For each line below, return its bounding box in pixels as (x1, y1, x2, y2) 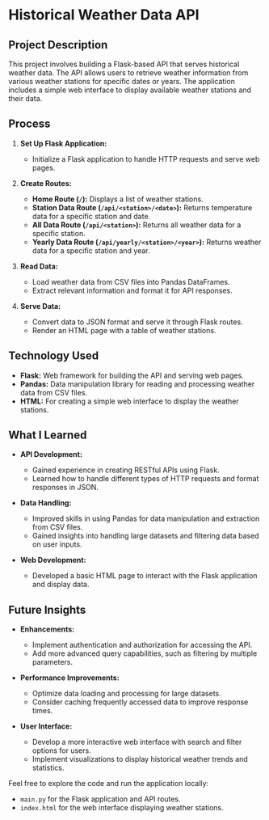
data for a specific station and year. (32, 245, 150, 256)
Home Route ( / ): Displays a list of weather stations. (32, 194, 204, 204)
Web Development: (19, 556, 86, 565)
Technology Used (8, 349, 99, 363)
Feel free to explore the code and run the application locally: (8, 779, 208, 788)
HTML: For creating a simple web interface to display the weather (19, 396, 240, 406)
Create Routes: (19, 178, 72, 188)
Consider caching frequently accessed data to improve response (32, 697, 249, 707)
